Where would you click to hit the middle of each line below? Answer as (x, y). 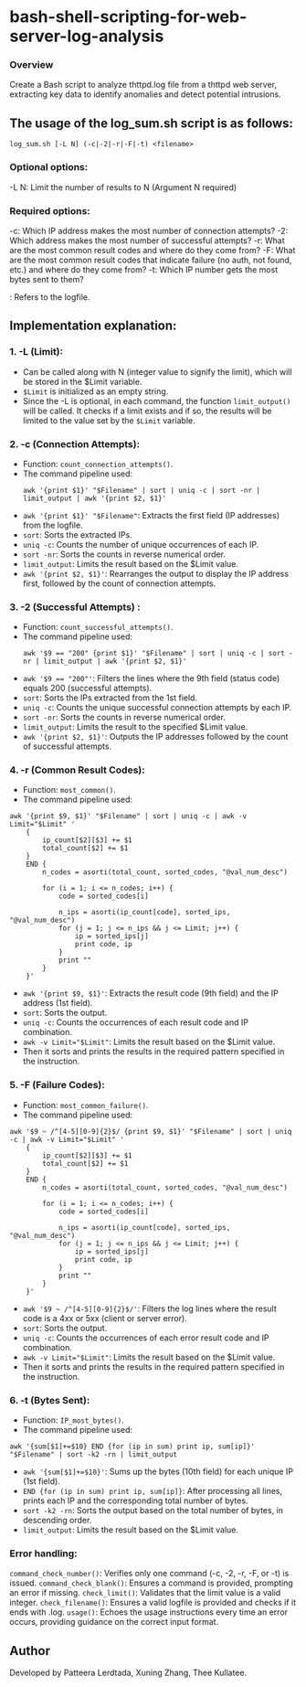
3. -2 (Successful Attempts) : (75, 607)
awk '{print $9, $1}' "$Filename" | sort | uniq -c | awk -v (128, 817)
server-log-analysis (87, 36)
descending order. (57, 1521)
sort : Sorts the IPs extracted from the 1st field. (110, 698)
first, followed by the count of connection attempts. (119, 583)
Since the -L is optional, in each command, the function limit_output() (157, 400)
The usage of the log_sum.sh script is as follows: (152, 123)
